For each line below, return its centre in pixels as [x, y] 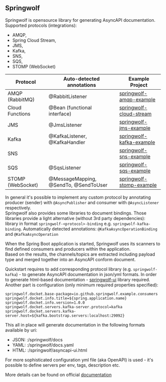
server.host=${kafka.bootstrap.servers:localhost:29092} [65, 316]
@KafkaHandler [67, 142]
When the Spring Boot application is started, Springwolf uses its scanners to [83, 244]
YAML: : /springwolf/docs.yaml [43, 345]
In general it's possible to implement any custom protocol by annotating [78, 197]
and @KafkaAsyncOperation [32, 234]
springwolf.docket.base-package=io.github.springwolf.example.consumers [82, 294]
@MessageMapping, [73, 179]
